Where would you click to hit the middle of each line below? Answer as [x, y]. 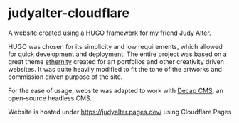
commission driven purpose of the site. [65, 77]
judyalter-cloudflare [69, 13]
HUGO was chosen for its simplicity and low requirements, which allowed [115, 46]
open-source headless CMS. [50, 98]
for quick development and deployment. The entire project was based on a [117, 54]
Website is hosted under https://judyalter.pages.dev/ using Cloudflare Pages [120, 112]
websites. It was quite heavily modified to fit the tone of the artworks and [115, 69]
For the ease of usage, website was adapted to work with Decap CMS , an [116, 90]
